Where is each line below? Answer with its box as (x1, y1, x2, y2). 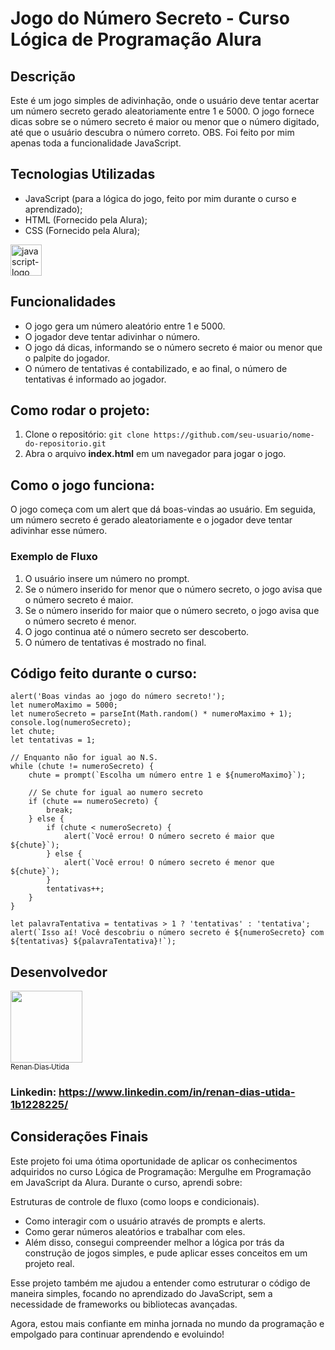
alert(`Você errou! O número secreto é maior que (63, 832, 275, 842)
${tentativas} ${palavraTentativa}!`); (10, 937, 177, 947)
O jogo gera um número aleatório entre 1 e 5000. (24, 320, 226, 332)
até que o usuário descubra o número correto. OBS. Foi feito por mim (10, 127, 295, 138)
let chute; (10, 727, 56, 737)
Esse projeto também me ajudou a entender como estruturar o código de (10, 1277, 311, 1289)
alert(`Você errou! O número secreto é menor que (63, 858, 275, 868)
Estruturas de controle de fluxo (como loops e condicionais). (10, 1195, 260, 1207)
